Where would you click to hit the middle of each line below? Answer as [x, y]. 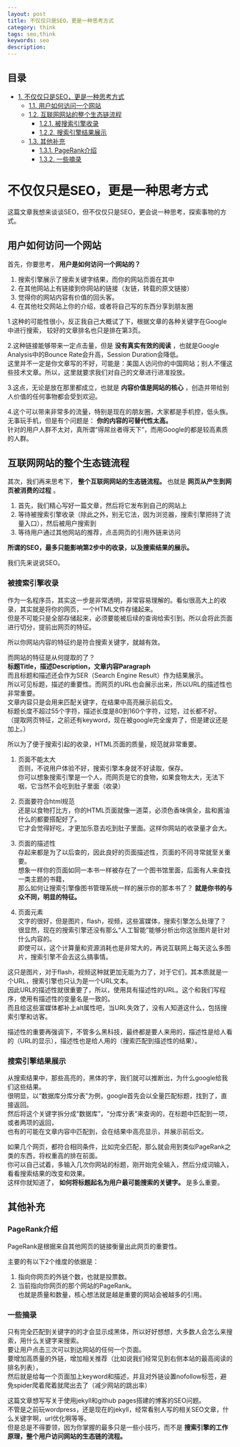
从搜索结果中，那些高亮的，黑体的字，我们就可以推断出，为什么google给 [115, 1077]
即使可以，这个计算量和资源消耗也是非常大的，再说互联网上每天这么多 [121, 947]
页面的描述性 [36, 843]
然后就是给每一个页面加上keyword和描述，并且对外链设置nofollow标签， [114, 1376]
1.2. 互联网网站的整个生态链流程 [75, 114]
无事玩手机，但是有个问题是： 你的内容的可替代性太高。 [90, 420]
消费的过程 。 [39, 490]
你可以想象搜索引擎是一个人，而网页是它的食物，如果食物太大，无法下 [121, 777]
